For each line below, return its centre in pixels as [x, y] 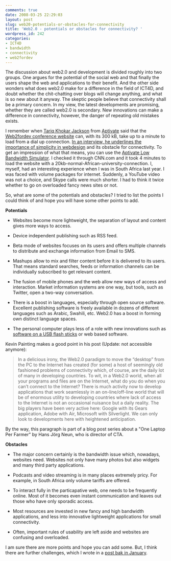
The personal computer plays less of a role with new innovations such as [89, 329]
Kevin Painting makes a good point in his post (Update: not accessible [79, 344]
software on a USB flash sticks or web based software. [70, 334]
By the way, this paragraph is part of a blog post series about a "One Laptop [86, 429]
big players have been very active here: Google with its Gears [82, 408]
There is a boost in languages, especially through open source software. [89, 303]
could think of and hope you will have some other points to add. [72, 200]
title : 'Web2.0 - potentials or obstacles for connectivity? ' [74, 29]
